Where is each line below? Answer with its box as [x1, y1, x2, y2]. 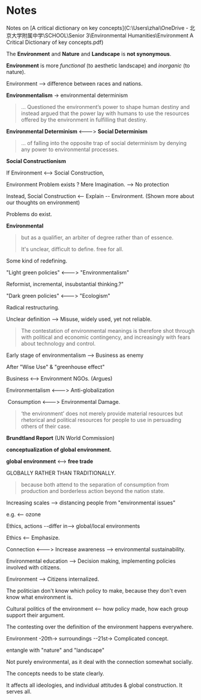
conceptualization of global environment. [6, 446, 112, 453]
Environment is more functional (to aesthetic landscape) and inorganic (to [6, 61, 190, 69]
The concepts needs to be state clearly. [6, 669, 104, 677]
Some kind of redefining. [6, 257, 68, 264]
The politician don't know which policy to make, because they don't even [6, 587, 187, 594]
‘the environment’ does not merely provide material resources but [20, 410, 183, 417]
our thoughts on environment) [6, 199, 80, 206]
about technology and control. [20, 339, 96, 347]
